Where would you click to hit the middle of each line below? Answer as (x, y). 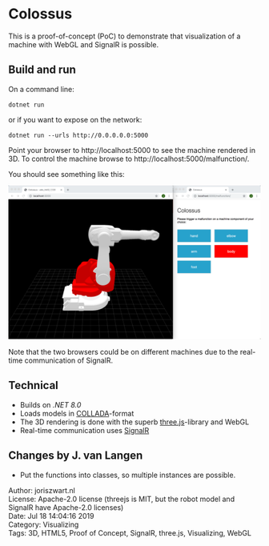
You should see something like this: (67, 174)
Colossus (40, 14)
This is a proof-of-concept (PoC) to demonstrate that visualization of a (124, 36)
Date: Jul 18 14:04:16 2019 (51, 516)
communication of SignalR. (69, 360)
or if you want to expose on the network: (75, 119)
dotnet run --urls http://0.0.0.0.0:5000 (78, 135)
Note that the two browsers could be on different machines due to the (123, 351)
